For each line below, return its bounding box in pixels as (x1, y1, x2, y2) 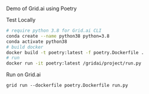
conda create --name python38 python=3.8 (6, 33, 110, 39)
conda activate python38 (6, 38, 67, 45)
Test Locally (6, 16, 36, 23)
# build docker (6, 44, 44, 50)
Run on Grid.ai (6, 71, 41, 78)
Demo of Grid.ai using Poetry (6, 5, 77, 12)
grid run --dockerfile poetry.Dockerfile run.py (6, 82, 128, 89)
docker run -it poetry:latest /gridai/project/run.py (6, 61, 142, 66)
